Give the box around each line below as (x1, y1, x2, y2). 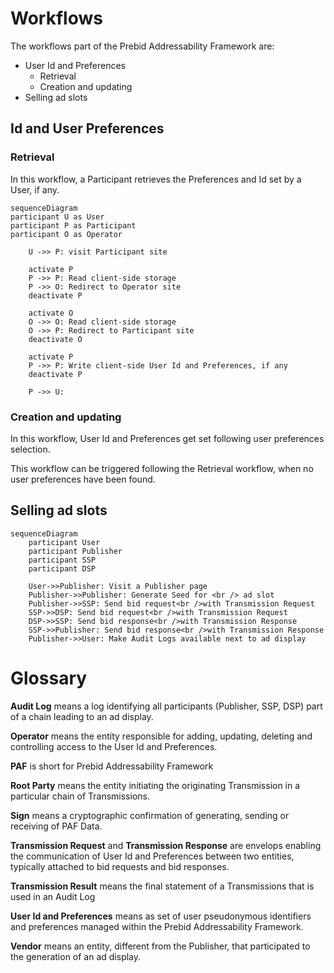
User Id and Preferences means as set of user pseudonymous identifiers (10, 910, 312, 922)
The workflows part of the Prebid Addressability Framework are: (10, 40, 275, 52)
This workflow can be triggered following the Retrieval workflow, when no (10, 462, 314, 474)
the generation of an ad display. (10, 950, 142, 962)
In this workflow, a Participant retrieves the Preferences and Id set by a (10, 173, 302, 185)
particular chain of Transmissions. (10, 790, 150, 802)
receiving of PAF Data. (10, 820, 103, 832)
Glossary (10, 667, 88, 689)
